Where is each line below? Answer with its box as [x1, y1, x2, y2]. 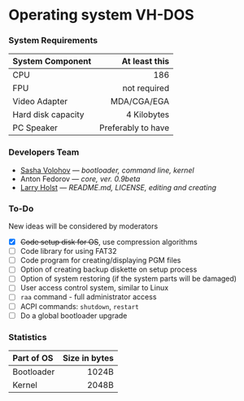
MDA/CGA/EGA [110, 96, 169, 107]
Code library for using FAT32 [20, 246, 117, 256]
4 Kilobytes [125, 109, 169, 120]
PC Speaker [12, 122, 59, 133]
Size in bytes [62, 352, 114, 364]
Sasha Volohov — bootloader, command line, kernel [20, 165, 194, 175]
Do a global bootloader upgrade [20, 311, 128, 320]
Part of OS [12, 352, 54, 364]
